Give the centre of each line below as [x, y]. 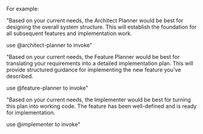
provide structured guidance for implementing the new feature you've [94, 70]
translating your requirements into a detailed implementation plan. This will [100, 63]
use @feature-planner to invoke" [47, 88]
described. [20, 76]
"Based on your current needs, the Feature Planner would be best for [93, 57]
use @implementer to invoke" [43, 124]
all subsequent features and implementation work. [69, 33]
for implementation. [31, 112]
